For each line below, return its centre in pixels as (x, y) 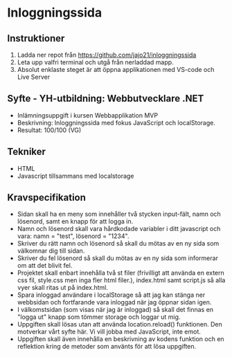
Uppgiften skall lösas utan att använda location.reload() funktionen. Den (120, 324)
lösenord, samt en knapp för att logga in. (75, 221)
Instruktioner (36, 38)
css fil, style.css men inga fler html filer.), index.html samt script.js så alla (121, 280)
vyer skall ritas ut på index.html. (63, 288)
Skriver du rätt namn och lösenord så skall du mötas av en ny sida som (118, 244)
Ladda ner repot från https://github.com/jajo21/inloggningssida (107, 55)
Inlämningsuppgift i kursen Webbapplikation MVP (87, 115)
